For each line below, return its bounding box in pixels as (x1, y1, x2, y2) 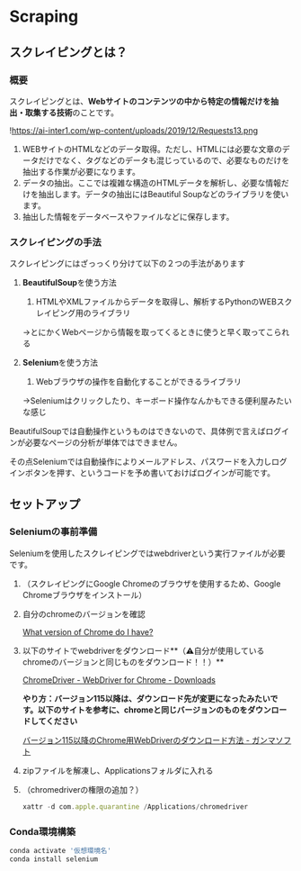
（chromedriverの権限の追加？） (22, 784, 144, 794)
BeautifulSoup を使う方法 (22, 277, 117, 288)
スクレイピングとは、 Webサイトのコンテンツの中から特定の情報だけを (9, 95, 271, 106)
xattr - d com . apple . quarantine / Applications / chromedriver (22, 802, 249, 812)
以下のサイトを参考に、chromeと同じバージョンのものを (37, 704, 248, 715)
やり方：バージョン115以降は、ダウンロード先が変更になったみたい (22, 693, 270, 703)
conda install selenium (9, 854, 99, 864)
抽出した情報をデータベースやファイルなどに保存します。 (22, 211, 235, 222)
